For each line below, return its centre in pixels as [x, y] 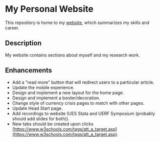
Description [23, 43]
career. [12, 27]
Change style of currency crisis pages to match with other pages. [78, 103]
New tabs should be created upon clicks [53, 124]
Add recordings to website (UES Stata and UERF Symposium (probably [83, 113]
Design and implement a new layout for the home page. [68, 93]
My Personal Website [49, 9]
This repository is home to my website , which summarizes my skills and [77, 23]
